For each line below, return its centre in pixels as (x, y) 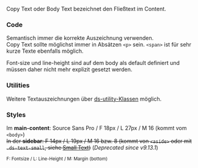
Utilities (18, 85)
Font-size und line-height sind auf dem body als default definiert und (93, 63)
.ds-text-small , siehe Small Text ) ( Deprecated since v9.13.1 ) (82, 147)
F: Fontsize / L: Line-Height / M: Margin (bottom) (57, 159)
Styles (16, 115)
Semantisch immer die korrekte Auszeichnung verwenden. (80, 38)
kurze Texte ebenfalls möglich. (45, 51)
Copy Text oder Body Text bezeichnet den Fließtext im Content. (86, 9)
